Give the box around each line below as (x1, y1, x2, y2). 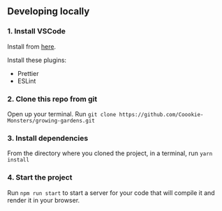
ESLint (17, 77, 36, 85)
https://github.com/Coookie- (119, 111, 204, 118)
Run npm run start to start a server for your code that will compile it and (7, 188, 215, 197)
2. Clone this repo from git (7, 94, 98, 104)
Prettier (17, 69, 39, 77)
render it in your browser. (7, 196, 80, 204)
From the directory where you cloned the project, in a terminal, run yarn (7, 149, 213, 157)
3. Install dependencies (7, 133, 89, 143)
